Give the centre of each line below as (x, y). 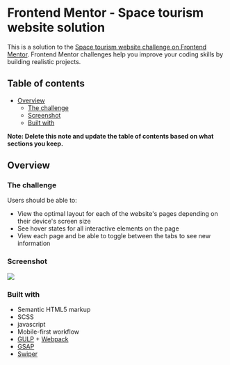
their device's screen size (54, 222)
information (34, 243)
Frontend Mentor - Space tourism (105, 13)
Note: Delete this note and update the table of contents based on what (110, 136)
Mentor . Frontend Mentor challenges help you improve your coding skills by (115, 54)
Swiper (27, 354)
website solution (56, 28)
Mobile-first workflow (48, 332)
